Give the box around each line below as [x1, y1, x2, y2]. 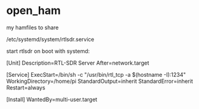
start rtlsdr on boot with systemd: [6, 47, 90, 55]
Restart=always [6, 83, 46, 91]
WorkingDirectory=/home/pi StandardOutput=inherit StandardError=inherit [6, 77, 194, 85]
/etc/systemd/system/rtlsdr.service [6, 35, 94, 43]
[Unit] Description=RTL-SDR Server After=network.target [6, 59, 149, 66]
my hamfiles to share [6, 24, 59, 31]
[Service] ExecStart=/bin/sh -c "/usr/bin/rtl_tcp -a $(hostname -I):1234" [6, 71, 186, 78]
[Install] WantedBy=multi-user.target [6, 96, 97, 103]
